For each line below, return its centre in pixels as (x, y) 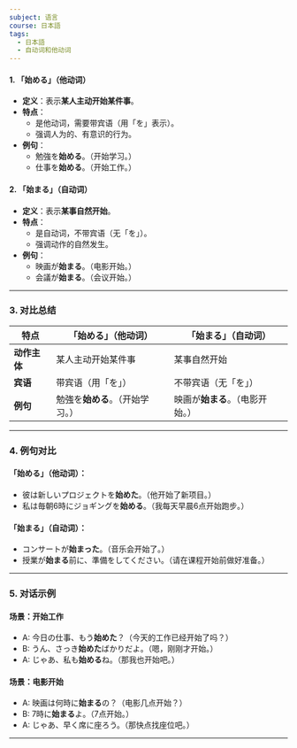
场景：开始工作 (36, 616)
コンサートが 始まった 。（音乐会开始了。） (95, 549)
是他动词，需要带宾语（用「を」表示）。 (107, 123)
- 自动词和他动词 (44, 50)
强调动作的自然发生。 (74, 243)
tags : (19, 34)
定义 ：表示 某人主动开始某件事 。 (80, 101)
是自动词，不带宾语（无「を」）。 (93, 233)
